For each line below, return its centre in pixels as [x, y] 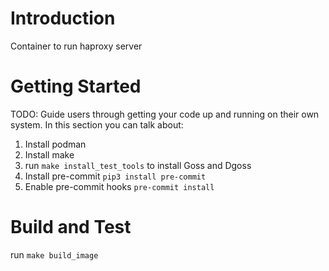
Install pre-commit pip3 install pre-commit [115, 176]
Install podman [55, 144]
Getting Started [76, 86]
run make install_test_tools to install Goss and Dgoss [138, 165]
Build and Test [71, 227]
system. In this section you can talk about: [97, 124]
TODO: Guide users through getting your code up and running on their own [165, 114]
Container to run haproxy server [76, 46]
